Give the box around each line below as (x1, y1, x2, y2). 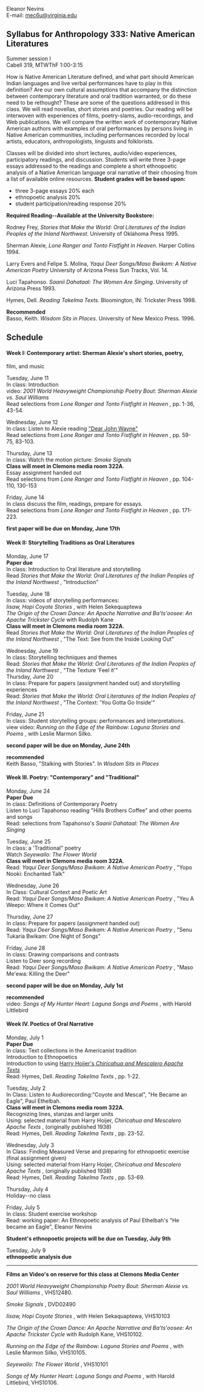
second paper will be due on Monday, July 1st (6, 982, 124, 989)
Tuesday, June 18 (6, 590, 50, 598)
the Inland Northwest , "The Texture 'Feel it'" (6, 666, 118, 674)
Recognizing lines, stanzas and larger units (6, 1111, 114, 1118)
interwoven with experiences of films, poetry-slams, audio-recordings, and (6, 112, 194, 119)
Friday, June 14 (6, 494, 44, 501)
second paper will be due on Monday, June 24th (6, 742, 131, 749)
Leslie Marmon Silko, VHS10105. (6, 1349, 87, 1356)
